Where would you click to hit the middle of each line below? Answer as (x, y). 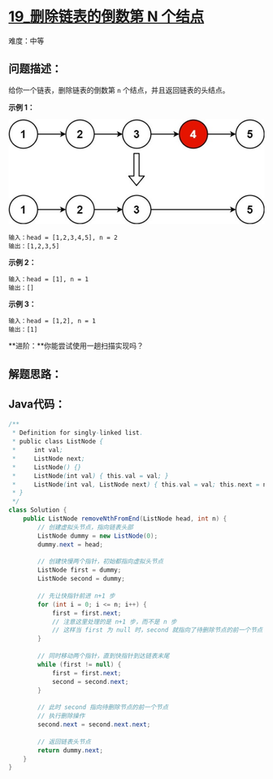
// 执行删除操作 (61, 716)
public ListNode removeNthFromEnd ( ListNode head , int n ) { (125, 519)
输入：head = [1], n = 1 (49, 280)
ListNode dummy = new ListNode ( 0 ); (98, 536)
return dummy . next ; (71, 750)
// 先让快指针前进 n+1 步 (76, 596)
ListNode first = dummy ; (80, 570)
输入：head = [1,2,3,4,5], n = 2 (63, 238)
